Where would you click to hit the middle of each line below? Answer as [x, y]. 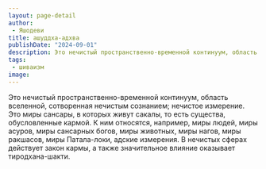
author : [21, 23]
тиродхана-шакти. [39, 156]
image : [19, 75]
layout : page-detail [42, 15]
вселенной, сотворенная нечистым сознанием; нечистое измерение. [126, 106]
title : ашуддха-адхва [44, 38]
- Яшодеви [28, 30]
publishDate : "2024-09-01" [53, 45]
